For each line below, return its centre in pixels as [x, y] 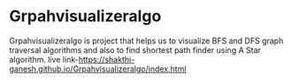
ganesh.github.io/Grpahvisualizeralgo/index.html [98, 69]
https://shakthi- [107, 59]
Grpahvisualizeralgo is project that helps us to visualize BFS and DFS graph [146, 41]
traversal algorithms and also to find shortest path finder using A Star [135, 49]
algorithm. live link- [44, 59]
